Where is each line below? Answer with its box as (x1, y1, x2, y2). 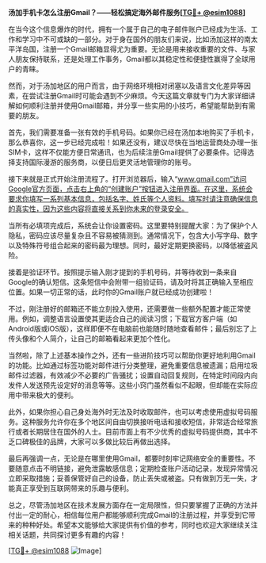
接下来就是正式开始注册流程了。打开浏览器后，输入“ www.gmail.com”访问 (8, 174, 247, 183)
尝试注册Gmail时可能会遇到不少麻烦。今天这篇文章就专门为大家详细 (28, 91, 249, 100)
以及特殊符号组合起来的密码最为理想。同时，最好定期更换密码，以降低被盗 (8, 241, 251, 250)
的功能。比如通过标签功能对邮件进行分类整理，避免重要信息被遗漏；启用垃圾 (8, 361, 258, 370)
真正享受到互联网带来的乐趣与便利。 (14, 484, 133, 492)
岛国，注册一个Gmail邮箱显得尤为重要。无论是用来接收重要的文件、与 (21, 44, 249, 54)
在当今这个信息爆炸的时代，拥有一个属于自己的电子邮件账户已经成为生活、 (8, 25, 251, 34)
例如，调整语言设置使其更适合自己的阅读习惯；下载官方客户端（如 (21, 314, 237, 324)
